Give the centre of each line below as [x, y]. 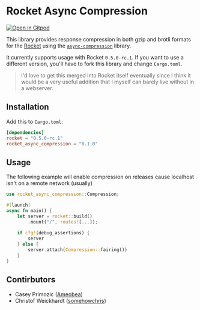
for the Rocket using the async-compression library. [69, 46]
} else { [28, 245]
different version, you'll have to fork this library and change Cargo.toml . [94, 64]
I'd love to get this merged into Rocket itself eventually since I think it [106, 75]
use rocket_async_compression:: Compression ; [63, 194]
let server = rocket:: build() [55, 216]
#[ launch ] [19, 205]
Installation [28, 107]
